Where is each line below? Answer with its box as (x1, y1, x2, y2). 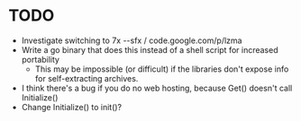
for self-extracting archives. (34, 73, 139, 83)
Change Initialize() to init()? (21, 101, 123, 112)
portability (21, 54, 60, 65)
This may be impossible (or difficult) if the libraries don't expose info (34, 64, 289, 74)
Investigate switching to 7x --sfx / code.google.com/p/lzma (21, 35, 242, 46)
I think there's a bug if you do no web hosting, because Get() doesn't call (21, 82, 293, 93)
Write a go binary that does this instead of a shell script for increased (21, 44, 278, 55)
